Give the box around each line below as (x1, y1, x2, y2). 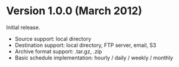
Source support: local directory (14, 35, 92, 42)
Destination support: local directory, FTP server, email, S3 (14, 42, 156, 49)
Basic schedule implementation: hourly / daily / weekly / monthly (14, 54, 174, 61)
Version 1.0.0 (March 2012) (6, 4, 143, 18)
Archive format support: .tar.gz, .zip (14, 47, 102, 55)
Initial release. (6, 24, 40, 31)
